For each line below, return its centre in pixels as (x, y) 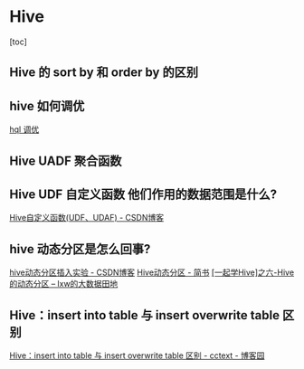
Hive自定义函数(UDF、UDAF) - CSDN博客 (87, 218)
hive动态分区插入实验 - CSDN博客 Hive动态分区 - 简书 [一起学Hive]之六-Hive (152, 272)
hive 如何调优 (47, 106)
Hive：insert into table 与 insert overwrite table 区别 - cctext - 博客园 (137, 355)
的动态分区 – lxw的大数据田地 (64, 284)
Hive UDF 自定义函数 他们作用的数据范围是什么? (143, 194)
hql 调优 (24, 129)
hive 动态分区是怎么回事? (80, 249)
